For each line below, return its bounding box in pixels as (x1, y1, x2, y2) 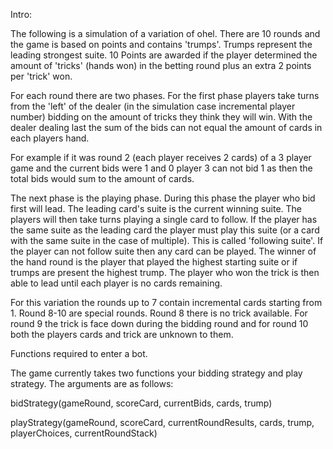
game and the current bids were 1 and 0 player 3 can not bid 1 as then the (10, 162, 313, 174)
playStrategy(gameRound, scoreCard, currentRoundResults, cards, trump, (10, 417, 315, 428)
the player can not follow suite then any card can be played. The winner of (10, 245, 317, 257)
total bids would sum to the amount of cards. (10, 173, 195, 184)
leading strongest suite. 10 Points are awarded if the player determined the (10, 49, 318, 61)
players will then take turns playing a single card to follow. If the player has (10, 214, 318, 225)
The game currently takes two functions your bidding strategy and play (10, 367, 303, 379)
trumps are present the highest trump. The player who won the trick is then (10, 267, 320, 278)
